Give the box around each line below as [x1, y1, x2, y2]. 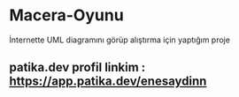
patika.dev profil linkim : [9, 60, 146, 75]
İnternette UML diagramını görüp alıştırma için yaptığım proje [9, 34, 230, 45]
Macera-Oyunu [9, 5, 124, 26]
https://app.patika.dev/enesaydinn [9, 74, 207, 89]
